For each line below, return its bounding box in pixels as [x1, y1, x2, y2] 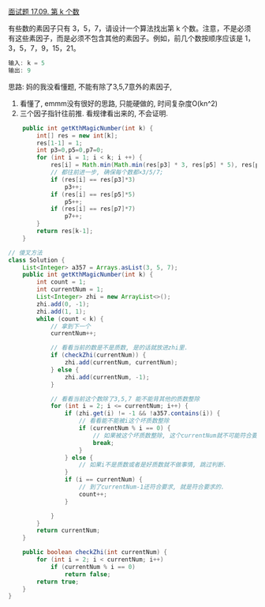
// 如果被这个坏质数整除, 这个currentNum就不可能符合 [92, 432, 252, 439]
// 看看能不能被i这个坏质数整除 [78, 417, 170, 425]
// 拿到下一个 [50, 322, 91, 330]
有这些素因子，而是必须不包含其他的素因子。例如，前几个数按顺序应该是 [8, 34, 243, 43]
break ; [92, 439, 114, 447]
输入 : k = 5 [8, 59, 45, 67]
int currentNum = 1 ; [36, 285, 104, 294]
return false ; [64, 570, 111, 579]
